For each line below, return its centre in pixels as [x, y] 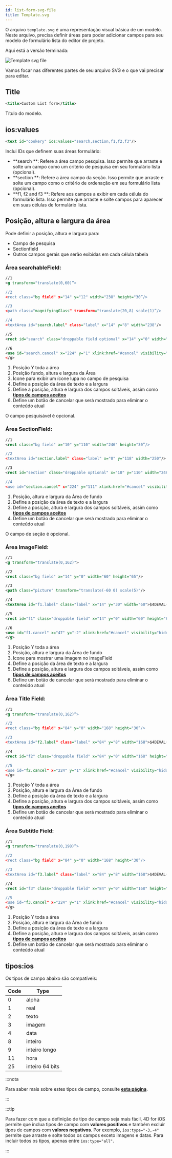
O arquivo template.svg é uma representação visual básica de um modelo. [84, 29]
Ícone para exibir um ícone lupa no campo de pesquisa [71, 378]
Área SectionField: [29, 429]
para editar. [17, 75]
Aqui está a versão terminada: [37, 50]
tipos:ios [20, 966]
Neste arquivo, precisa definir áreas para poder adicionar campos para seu [84, 35]
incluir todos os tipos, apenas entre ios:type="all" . [60, 1141]
